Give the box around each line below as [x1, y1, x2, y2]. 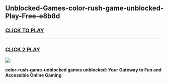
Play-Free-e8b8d [5, 12, 60, 21]
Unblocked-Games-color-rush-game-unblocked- [5, 4, 164, 13]
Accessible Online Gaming [5, 72, 62, 78]
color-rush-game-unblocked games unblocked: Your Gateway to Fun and [5, 66, 162, 72]
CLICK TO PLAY [5, 27, 44, 34]
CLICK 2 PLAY [5, 46, 40, 53]
